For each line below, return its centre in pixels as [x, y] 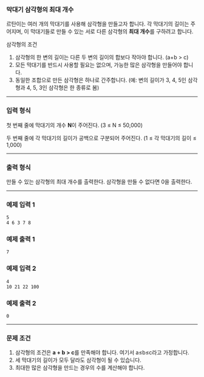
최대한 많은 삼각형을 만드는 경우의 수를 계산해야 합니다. [80, 368]
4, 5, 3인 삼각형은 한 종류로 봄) [63, 88]
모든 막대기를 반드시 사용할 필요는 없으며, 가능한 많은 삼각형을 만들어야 [98, 65]
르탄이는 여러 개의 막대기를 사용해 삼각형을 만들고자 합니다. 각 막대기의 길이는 [98, 24]
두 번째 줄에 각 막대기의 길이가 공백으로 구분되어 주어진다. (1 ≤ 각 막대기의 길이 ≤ [101, 138]
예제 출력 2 [21, 303]
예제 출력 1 [21, 239]
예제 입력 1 [21, 205]
